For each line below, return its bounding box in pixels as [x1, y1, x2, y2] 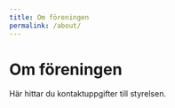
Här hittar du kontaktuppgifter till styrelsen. [9, 89, 167, 99]
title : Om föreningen [9, 12, 90, 22]
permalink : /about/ [9, 21, 82, 30]
